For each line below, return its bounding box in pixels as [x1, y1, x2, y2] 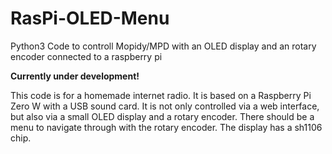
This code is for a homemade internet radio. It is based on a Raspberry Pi [10, 89, 312, 101]
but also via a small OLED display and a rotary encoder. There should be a [10, 110, 315, 122]
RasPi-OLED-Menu [10, 7, 170, 30]
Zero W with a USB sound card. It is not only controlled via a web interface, [10, 100, 320, 112]
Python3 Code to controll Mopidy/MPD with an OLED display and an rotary [10, 40, 317, 52]
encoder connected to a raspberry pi [10, 50, 163, 62]
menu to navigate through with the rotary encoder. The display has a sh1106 [10, 121, 323, 133]
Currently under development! [10, 70, 140, 82]
